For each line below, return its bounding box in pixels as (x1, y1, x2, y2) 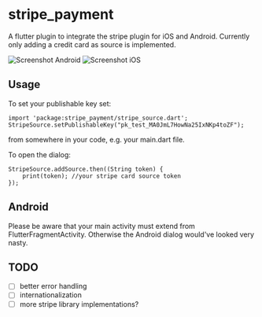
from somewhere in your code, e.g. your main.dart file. (8, 135, 185, 144)
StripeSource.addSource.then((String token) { (8, 165, 164, 173)
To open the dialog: (8, 149, 71, 159)
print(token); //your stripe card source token (22, 171, 181, 180)
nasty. (8, 238, 28, 247)
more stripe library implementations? (19, 299, 139, 308)
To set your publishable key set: (8, 98, 112, 108)
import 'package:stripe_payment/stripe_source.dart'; (8, 114, 189, 122)
